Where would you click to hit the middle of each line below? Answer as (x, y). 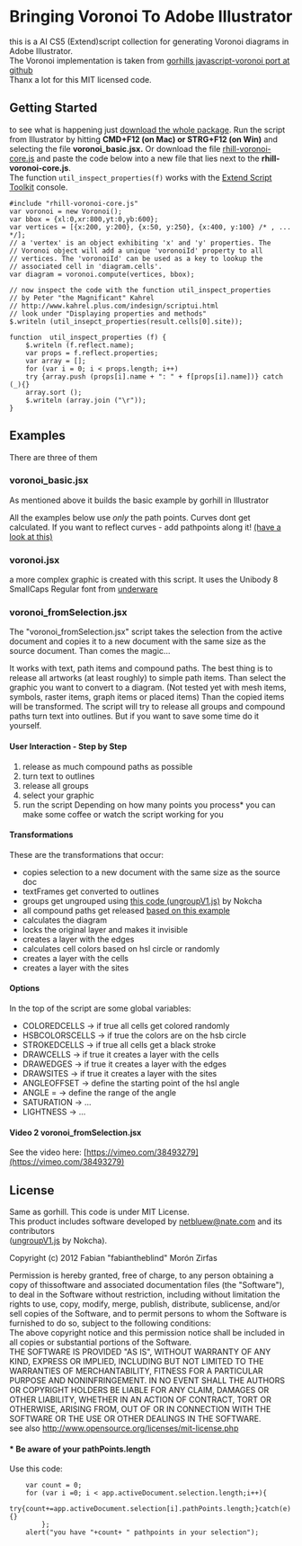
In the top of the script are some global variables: (100, 1008)
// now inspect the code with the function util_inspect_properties (140, 290)
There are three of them (53, 457)
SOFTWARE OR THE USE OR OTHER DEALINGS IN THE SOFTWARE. (135, 1419)
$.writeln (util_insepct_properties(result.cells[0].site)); (126, 321)
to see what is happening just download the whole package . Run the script (147, 130)
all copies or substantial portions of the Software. (100, 1343)
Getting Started (53, 108)
